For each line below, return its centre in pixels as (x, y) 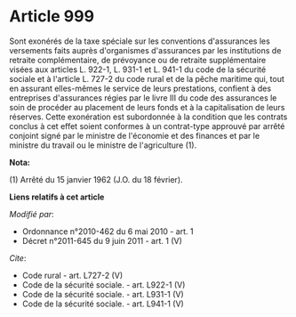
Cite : (18, 258)
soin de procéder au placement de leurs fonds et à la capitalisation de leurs (147, 107)
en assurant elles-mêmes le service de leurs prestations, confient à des (140, 88)
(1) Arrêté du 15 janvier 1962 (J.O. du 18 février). (96, 179)
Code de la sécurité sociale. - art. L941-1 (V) (103, 304)
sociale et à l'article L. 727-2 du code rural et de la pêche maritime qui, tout (147, 78)
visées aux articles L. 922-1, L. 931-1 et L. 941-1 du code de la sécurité (138, 69)
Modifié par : (32, 214)
